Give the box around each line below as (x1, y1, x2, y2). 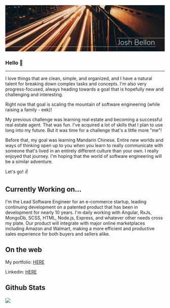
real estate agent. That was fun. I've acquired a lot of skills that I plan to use (5, 121, 163, 128)
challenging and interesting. (5, 91, 63, 98)
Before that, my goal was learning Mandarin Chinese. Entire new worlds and (5, 137, 163, 143)
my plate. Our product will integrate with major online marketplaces (5, 220, 145, 226)
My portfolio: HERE (5, 259, 45, 265)
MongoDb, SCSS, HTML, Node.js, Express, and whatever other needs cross (5, 214, 163, 221)
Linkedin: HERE (5, 269, 37, 275)
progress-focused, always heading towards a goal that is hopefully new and (5, 86, 164, 92)
